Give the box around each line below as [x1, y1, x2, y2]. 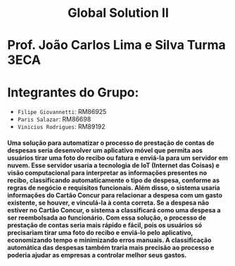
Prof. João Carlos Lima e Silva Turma [7, 37, 227, 53]
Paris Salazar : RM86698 [17, 115, 91, 124]
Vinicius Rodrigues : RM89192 [17, 122, 106, 131]
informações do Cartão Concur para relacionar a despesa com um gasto [7, 191, 223, 199]
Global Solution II [68, 5, 169, 21]
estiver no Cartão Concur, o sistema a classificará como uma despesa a [7, 205, 221, 214]
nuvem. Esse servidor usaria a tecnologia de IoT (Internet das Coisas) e [7, 160, 220, 170]
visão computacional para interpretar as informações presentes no [7, 168, 208, 177]
